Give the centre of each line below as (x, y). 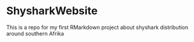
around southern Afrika (35, 33)
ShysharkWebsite (52, 11)
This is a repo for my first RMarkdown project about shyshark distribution (97, 27)
